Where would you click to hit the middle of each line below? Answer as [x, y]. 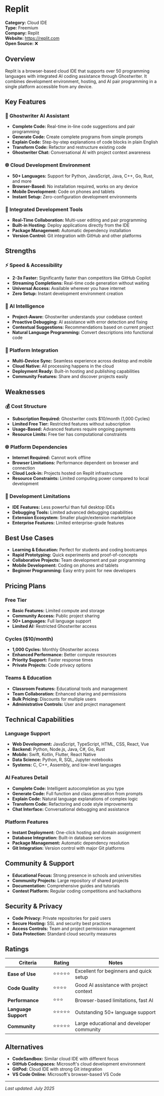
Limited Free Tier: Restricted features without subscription [71, 424]
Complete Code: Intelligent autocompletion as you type [68, 788]
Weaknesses [25, 392]
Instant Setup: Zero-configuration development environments [74, 196]
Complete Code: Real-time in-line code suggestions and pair [73, 126]
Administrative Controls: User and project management [69, 704]
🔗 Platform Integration [32, 350]
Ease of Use [22, 974]
